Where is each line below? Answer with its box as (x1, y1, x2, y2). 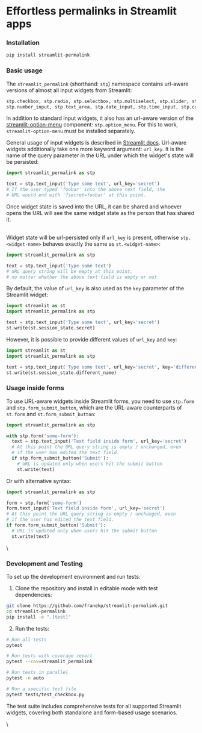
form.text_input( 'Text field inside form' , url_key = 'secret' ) (6, 505, 165, 511)
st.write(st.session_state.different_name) (6, 369, 117, 376)
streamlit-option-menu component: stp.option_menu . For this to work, (6, 121, 179, 128)
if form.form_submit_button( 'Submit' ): (6, 522, 106, 528)
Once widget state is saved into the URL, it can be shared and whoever (6, 203, 182, 210)
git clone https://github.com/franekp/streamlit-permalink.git (6, 603, 168, 609)
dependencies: (14, 591, 52, 598)
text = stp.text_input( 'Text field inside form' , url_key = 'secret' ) (11, 438, 187, 444)
